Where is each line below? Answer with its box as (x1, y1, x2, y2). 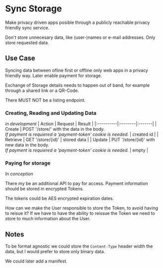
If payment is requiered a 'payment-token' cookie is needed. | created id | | (5, 131, 159, 137)
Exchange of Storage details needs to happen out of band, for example (5, 82, 150, 88)
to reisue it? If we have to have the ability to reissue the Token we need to (5, 210, 155, 216)
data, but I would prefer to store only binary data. (5, 249, 106, 255)
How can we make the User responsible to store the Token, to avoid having (5, 205, 159, 211)
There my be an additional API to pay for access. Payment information (5, 180, 148, 186)
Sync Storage (5, 3, 62, 14)
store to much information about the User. (5, 216, 91, 222)
